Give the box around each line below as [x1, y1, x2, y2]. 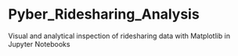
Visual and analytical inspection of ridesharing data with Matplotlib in [8, 31, 231, 40]
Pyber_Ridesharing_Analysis [8, 5, 200, 23]
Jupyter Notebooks [8, 39, 70, 48]
